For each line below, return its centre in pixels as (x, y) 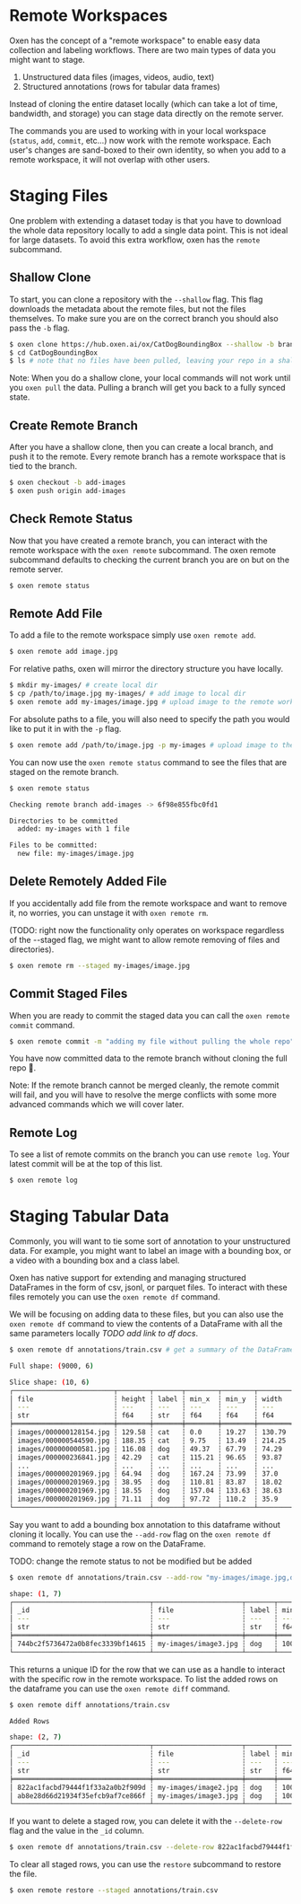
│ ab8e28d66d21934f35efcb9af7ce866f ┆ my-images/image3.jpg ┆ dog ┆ (144, 1796)
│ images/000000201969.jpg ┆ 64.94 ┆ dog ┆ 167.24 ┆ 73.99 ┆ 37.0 (144, 1474)
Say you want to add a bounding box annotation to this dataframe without (145, 1524)
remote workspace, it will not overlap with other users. (110, 159)
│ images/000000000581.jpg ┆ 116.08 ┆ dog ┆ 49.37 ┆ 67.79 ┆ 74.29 (146, 1449)
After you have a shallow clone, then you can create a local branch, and (142, 447)
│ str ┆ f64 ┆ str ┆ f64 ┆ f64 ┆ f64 (142, 1415)
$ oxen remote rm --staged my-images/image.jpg (100, 965)
